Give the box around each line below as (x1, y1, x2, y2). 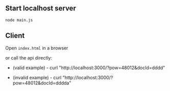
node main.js (5, 17, 33, 22)
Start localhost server (5, 4, 77, 13)
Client (5, 32, 25, 40)
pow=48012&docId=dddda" (12, 80, 71, 86)
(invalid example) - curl (12, 74, 62, 80)
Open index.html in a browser (5, 45, 68, 51)
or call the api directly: (5, 54, 53, 60)
